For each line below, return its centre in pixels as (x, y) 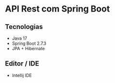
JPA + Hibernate (28, 48)
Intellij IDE (22, 75)
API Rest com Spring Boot (57, 9)
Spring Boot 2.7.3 (29, 43)
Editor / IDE (22, 64)
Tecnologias (24, 27)
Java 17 (20, 38)
